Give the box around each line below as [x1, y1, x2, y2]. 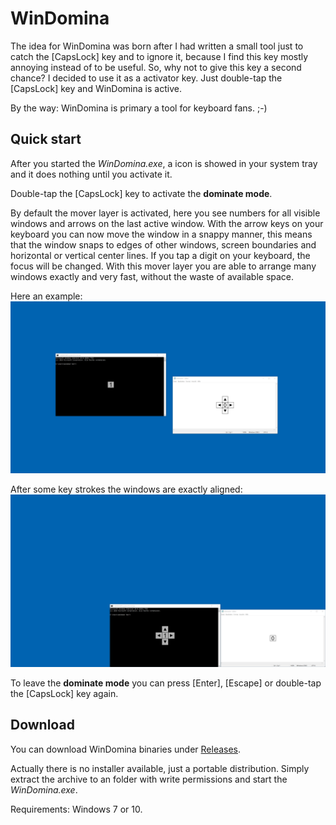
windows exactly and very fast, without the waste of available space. [10, 270, 295, 282]
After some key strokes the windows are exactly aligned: [10, 483, 243, 496]
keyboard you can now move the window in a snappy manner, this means [10, 228, 313, 240]
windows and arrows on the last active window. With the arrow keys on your [10, 217, 324, 229]
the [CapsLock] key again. [10, 688, 119, 699]
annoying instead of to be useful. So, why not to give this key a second [10, 61, 302, 73]
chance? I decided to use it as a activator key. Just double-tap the [10, 72, 283, 84]
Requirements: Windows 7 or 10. [10, 803, 143, 815]
